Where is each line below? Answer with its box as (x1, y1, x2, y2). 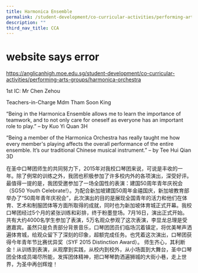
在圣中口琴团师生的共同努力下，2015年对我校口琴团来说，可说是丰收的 (6, 165, 178, 172)
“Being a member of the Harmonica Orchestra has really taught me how (6, 134, 180, 141)
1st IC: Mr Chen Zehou (6, 88, 61, 95)
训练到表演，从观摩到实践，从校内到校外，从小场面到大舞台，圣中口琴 (21, 246, 192, 253)
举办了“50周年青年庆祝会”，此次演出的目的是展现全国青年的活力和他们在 (6, 195, 183, 202)
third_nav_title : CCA (6, 25, 60, 31)
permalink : (6, 14, 33, 20)
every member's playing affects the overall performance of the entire (6, 141, 174, 148)
